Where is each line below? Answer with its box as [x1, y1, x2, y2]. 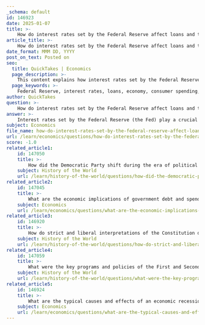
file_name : [6, 128, 34, 134]
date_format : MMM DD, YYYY [6, 49, 75, 55]
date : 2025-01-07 [6, 20, 51, 26]
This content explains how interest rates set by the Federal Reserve [17, 77, 201, 83]
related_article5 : [6, 281, 53, 287]
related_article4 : [6, 247, 53, 253]
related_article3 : [6, 213, 53, 220]
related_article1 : [6, 145, 53, 151]
